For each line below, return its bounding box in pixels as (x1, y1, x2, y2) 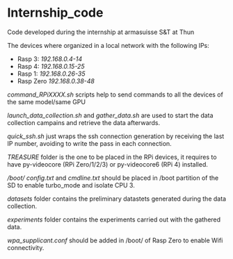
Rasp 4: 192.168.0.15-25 (17, 62, 85, 70)
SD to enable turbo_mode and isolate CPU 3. (7, 181, 136, 189)
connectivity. (7, 243, 45, 251)
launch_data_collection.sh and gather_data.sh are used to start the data (7, 111, 214, 119)
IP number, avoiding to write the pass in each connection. (7, 139, 172, 147)
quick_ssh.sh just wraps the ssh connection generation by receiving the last (7, 132, 225, 140)
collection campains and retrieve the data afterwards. (7, 118, 161, 126)
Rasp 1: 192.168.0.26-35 (17, 69, 86, 78)
